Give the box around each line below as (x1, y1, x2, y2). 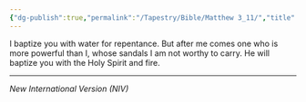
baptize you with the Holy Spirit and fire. (9, 57, 161, 68)
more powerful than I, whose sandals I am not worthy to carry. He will (9, 47, 270, 59)
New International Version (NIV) (9, 83, 129, 94)
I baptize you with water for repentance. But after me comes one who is (9, 38, 279, 49)
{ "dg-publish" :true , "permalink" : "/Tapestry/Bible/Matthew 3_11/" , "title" (9, 13, 296, 23)
